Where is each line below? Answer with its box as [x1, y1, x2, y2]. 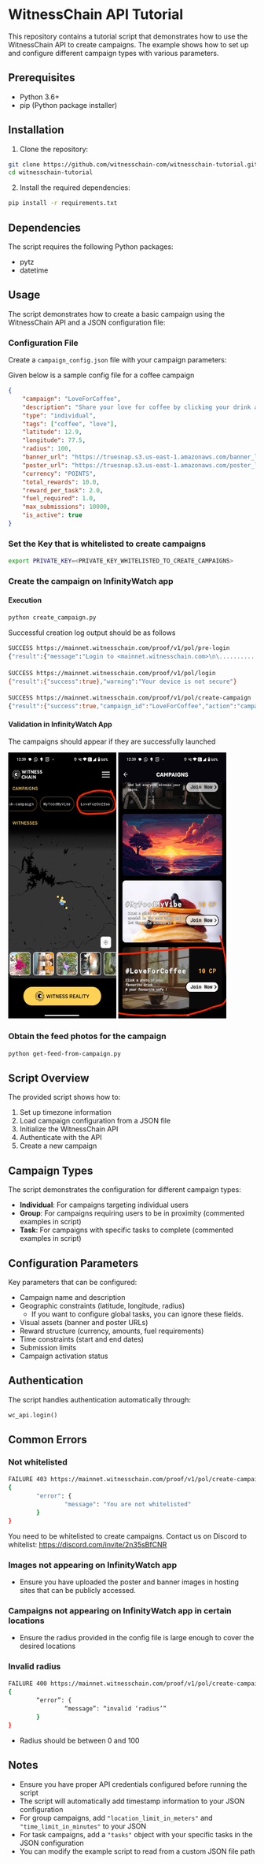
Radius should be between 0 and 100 [19, 1736, 140, 1745]
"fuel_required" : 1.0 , [22, 495, 97, 503]
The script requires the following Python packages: [8, 242, 174, 251]
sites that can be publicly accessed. [19, 1585, 136, 1595]
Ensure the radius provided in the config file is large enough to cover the [19, 1633, 255, 1643]
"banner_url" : [22, 453, 68, 462]
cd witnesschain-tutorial [8, 169, 93, 176]
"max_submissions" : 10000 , [22, 503, 111, 511]
